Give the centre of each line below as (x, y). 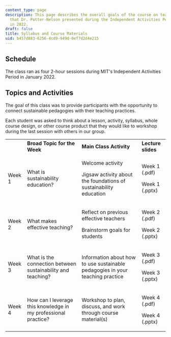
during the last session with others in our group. (55, 131)
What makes (42, 221)
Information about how (108, 257)
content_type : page (26, 10)
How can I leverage (50, 300)
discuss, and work (103, 306)
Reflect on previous (105, 212)
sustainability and (48, 270)
